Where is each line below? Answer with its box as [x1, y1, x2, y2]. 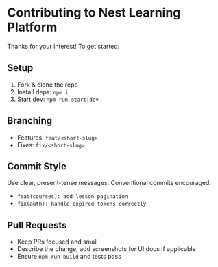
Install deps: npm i [16, 87, 69, 96]
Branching [7, 115, 53, 127]
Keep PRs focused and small [16, 237, 98, 246]
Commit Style [7, 160, 66, 172]
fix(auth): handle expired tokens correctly [16, 201, 147, 208]
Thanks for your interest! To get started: [7, 42, 120, 50]
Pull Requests [7, 219, 67, 231]
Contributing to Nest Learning [7, 5, 181, 21]
